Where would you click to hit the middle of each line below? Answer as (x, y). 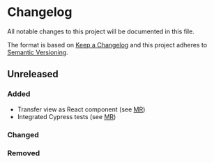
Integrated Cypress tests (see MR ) (67, 116)
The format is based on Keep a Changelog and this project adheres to (107, 45)
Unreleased (33, 74)
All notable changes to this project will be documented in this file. (101, 31)
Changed (23, 134)
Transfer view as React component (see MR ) (81, 109)
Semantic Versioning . (38, 52)
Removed (24, 153)
